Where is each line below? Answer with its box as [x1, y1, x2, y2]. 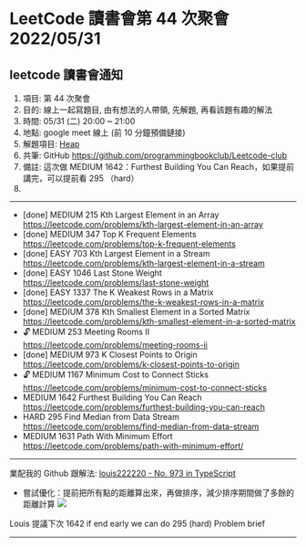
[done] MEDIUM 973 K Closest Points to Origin [22, 349, 198, 360]
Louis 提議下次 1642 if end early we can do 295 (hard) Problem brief [9, 518, 266, 529]
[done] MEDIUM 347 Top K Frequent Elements [22, 229, 198, 239]
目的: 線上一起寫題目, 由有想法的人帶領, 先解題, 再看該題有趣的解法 [22, 104, 273, 115]
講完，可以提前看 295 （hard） [22, 173, 139, 184]
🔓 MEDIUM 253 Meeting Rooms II [22, 326, 150, 337]
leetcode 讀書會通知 [9, 67, 124, 82]
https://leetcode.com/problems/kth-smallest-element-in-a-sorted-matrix [22, 316, 296, 327]
